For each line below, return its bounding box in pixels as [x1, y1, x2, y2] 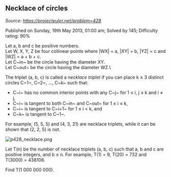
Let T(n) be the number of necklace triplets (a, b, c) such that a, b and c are [5, 146, 164, 152]
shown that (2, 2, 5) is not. [5, 126, 61, 132]
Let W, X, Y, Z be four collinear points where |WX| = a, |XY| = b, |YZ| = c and [5, 48, 166, 54]
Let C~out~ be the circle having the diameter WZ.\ [5, 64, 111, 70]
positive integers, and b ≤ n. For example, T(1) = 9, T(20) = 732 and [5, 151, 147, 157]
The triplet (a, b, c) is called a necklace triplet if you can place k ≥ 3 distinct [5, 74, 164, 80]
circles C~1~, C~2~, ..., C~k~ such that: [5, 79, 88, 85]
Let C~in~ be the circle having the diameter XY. [5, 58, 106, 65]
